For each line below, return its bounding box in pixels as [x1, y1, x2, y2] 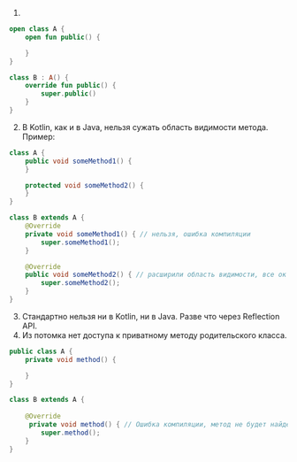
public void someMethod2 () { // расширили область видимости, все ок [25, 270, 287, 280]
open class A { [9, 25, 65, 34]
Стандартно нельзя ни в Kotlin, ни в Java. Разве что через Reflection [21, 311, 280, 321]
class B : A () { [9, 73, 69, 82]
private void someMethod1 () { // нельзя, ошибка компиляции [25, 229, 251, 238]
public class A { [9, 347, 73, 356]
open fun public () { [25, 33, 101, 42]
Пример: [21, 131, 56, 142]
